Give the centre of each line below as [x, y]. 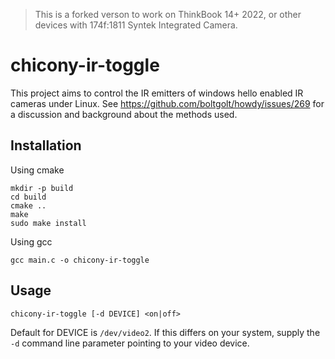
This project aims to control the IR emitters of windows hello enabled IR [157, 93]
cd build [28, 197]
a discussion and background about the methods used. [124, 114]
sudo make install [48, 223]
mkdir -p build [42, 188]
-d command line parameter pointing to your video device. [130, 343]
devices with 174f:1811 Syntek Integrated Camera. [136, 25]
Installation [46, 145]
